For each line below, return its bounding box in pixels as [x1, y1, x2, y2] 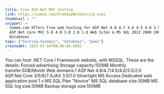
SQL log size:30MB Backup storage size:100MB [5, 83, 101, 89]
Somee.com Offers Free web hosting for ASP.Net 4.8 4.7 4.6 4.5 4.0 [9, 25, 152, 30]
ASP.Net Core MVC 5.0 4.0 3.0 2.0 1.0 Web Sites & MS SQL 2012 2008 [9, 30, 152, 35]
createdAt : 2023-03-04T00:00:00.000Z [5, 44, 82, 48]
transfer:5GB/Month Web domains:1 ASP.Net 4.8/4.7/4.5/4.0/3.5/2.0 [5, 67, 142, 73]
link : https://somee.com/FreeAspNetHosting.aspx [5, 12, 106, 17]
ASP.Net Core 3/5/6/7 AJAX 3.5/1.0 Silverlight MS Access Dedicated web [5, 72, 152, 78]
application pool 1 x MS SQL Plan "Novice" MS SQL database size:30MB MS [5, 78, 158, 84]
